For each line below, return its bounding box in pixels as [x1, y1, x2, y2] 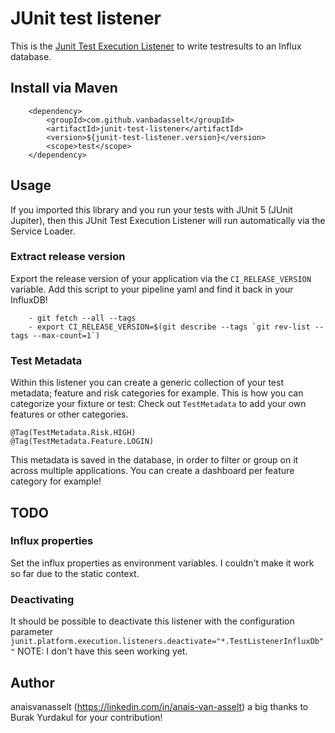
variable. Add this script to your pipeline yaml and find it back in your [10, 283, 294, 295]
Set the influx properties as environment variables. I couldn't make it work [10, 557, 315, 569]
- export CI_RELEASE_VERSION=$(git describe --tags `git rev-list [28, 322, 311, 332]
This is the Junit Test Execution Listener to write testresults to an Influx [10, 40, 302, 52]
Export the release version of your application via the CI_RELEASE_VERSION [10, 272, 312, 284]
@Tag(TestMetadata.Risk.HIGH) [10, 428, 137, 438]
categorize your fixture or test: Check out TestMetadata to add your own [10, 398, 307, 410]
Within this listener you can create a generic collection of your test [10, 377, 284, 389]
